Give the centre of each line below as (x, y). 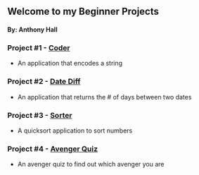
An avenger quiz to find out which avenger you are (91, 164)
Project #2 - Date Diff (44, 82)
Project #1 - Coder (39, 47)
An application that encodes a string (70, 64)
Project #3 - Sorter (40, 115)
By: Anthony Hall (32, 29)
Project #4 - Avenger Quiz (53, 149)
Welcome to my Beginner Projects (83, 12)
